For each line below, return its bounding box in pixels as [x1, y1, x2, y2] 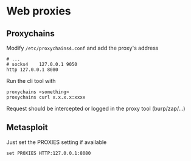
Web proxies [6, 4, 71, 18]
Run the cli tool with [6, 77, 56, 84]
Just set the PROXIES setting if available [6, 138, 107, 146]
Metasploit [6, 122, 49, 133]
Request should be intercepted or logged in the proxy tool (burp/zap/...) [6, 105, 186, 112]
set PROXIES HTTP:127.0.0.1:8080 [6, 150, 91, 156]
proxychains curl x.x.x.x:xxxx [6, 94, 86, 100]
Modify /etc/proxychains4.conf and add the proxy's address [6, 44, 159, 51]
